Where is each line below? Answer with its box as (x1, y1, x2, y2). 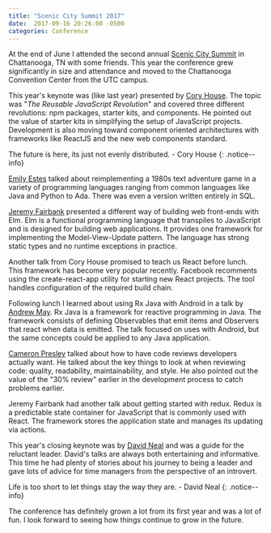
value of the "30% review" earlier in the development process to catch (8, 375, 244, 385)
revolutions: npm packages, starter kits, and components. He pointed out (8, 108, 252, 118)
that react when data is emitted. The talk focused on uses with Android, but (8, 325, 260, 334)
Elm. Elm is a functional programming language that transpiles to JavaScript (8, 216, 260, 226)
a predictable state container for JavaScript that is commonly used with (8, 407, 247, 418)
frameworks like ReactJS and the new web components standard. (8, 134, 228, 144)
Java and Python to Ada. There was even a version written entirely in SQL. (8, 191, 256, 201)
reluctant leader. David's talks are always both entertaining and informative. (8, 449, 260, 459)
